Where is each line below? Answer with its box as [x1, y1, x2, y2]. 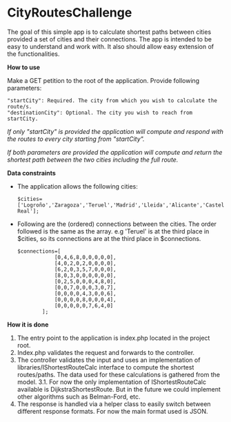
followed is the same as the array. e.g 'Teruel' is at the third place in [17, 227, 210, 236]
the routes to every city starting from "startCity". [7, 135, 145, 143]
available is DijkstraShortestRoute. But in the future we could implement [17, 385, 221, 393]
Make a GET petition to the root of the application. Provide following [7, 76, 200, 84]
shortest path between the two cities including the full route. [7, 155, 179, 164]
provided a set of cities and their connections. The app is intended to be [7, 35, 212, 43]
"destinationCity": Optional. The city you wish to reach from [7, 109, 193, 116]
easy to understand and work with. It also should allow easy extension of [7, 42, 214, 50]
